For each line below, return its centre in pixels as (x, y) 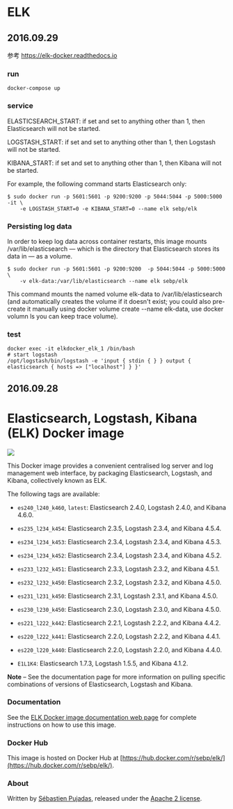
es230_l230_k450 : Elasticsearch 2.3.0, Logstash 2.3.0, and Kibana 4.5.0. (119, 609)
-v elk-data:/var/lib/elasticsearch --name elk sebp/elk (104, 281)
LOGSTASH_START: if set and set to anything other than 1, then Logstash (111, 142)
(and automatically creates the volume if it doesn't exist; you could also (109, 301)
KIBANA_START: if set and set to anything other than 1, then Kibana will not (114, 163)
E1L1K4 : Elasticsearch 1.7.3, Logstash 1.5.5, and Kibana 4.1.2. (103, 663)
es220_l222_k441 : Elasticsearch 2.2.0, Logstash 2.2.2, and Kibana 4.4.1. (119, 636)
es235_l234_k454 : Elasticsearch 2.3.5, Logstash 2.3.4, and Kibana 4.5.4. (119, 528)
